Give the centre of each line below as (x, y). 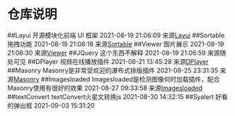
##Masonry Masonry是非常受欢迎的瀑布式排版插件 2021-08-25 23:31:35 (113, 70)
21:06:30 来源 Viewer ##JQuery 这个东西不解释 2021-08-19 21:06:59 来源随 (117, 53)
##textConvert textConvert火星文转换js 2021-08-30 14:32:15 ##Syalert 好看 (118, 96)
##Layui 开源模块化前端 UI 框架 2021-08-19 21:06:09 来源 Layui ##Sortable (116, 35)
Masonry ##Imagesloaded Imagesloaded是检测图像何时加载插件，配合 (117, 79)
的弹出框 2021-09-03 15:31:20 (51, 105)
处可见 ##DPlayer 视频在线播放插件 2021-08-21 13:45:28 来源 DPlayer (108, 61)
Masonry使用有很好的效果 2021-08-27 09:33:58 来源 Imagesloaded (105, 88)
